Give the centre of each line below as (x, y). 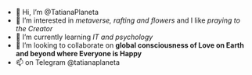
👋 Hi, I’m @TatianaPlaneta (57, 12)
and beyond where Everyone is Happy (79, 54)
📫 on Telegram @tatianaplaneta (67, 62)
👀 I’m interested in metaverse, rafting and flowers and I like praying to (128, 20)
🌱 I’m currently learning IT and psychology (84, 37)
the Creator (34, 29)
